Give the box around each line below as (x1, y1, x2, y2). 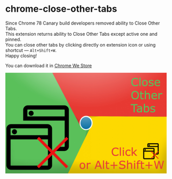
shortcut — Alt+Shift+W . (5, 47, 57, 53)
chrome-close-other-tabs (5, 3, 117, 15)
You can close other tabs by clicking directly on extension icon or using (5, 41, 156, 48)
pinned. (5, 36, 21, 42)
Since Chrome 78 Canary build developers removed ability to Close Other (5, 20, 160, 26)
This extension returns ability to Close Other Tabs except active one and (5, 31, 158, 37)
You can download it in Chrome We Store (5, 62, 92, 69)
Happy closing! (5, 52, 37, 59)
